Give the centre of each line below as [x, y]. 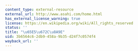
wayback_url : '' [22, 41]
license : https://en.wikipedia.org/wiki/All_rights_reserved [69, 23]
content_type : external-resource [39, 9]
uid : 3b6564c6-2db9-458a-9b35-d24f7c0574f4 [51, 37]
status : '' [16, 28]
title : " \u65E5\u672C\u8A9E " [35, 32]
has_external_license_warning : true [43, 18]
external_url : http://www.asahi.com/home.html [54, 14]
